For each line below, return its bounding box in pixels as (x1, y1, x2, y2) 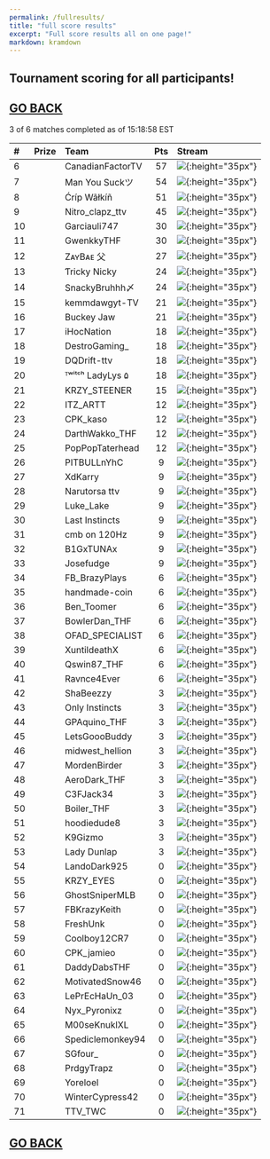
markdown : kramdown (9, 37, 81, 47)
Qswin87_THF (65, 658, 124, 671)
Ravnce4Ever (65, 673, 121, 685)
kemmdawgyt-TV (65, 296, 139, 309)
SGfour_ (65, 1048, 99, 1060)
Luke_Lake (65, 500, 110, 512)
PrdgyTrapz (65, 1062, 113, 1075)
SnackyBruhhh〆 (65, 281, 135, 294)
